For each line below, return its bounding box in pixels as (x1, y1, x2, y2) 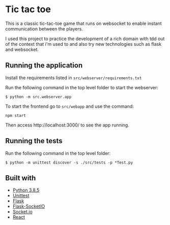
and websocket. (5, 46, 39, 52)
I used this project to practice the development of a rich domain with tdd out (5, 36, 165, 42)
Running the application (5, 61, 83, 70)
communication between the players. (5, 25, 83, 31)
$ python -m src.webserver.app (5, 94, 72, 100)
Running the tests (5, 137, 63, 145)
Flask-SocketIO (12, 203, 45, 209)
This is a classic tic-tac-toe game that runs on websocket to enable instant (5, 20, 162, 26)
